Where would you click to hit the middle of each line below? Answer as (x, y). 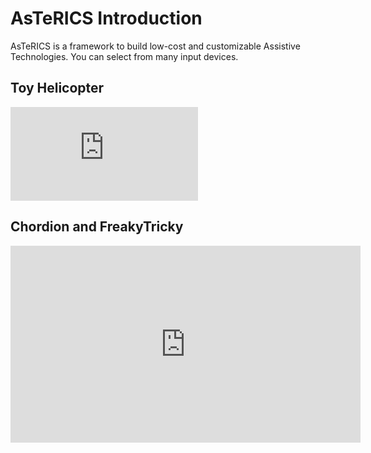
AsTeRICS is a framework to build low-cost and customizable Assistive (155, 46)
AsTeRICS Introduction (106, 18)
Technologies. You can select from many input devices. (124, 56)
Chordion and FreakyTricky (97, 227)
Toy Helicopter (57, 88)
